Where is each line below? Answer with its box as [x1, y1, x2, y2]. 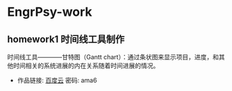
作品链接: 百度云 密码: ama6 [17, 77, 97, 84]
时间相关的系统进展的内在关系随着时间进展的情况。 [13, 61, 160, 70]
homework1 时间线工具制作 [7, 33, 125, 45]
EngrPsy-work [7, 4, 92, 20]
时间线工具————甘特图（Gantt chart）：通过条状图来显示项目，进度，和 [7, 53, 219, 61]
